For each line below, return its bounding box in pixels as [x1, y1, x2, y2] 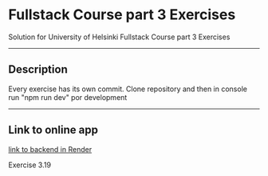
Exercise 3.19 [8, 160, 52, 170]
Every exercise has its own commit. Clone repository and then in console [8, 84, 247, 94]
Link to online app [8, 123, 98, 137]
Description [8, 62, 68, 77]
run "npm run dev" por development [8, 92, 128, 102]
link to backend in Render [8, 144, 93, 154]
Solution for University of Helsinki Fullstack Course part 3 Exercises [8, 32, 231, 42]
